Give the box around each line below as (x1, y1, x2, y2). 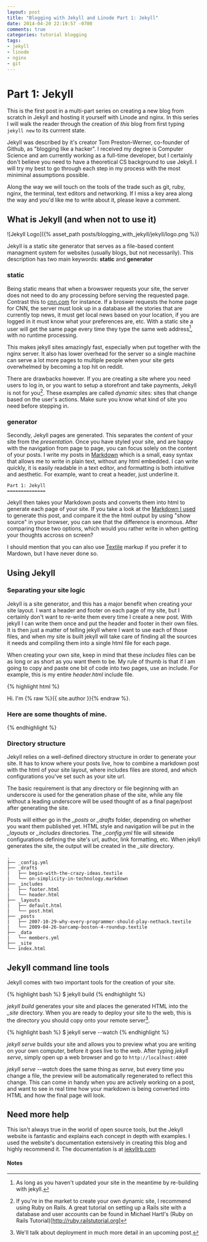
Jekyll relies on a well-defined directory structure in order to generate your (7, 753, 197, 761)
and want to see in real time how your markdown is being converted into (7, 1085, 190, 1092)
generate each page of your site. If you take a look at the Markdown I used (7, 505, 196, 513)
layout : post (7, 9, 41, 15)
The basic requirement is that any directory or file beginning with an (7, 785, 179, 792)
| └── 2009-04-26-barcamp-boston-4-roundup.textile (7, 924, 148, 930)
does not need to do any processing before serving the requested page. (7, 291, 190, 299)
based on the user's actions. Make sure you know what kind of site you (7, 395, 187, 403)
